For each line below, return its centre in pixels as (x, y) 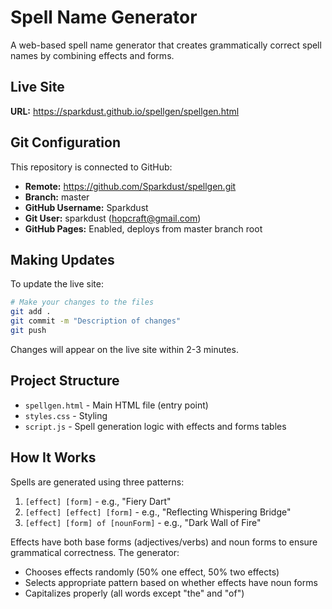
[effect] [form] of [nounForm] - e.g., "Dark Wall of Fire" (143, 522)
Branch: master (57, 197)
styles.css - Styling (66, 415)
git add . (31, 312)
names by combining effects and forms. (92, 55)
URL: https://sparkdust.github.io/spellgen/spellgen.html (125, 111)
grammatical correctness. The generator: (95, 552)
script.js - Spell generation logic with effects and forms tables (155, 426)
